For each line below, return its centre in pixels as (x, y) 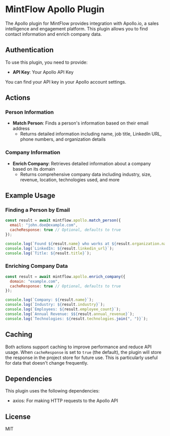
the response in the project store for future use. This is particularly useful (81, 358)
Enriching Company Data (37, 266)
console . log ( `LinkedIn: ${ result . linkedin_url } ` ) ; (60, 248)
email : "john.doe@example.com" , (44, 225)
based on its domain (34, 169)
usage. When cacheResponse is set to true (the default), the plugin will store (83, 352)
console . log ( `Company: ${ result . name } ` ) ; (50, 300)
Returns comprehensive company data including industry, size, (86, 174)
